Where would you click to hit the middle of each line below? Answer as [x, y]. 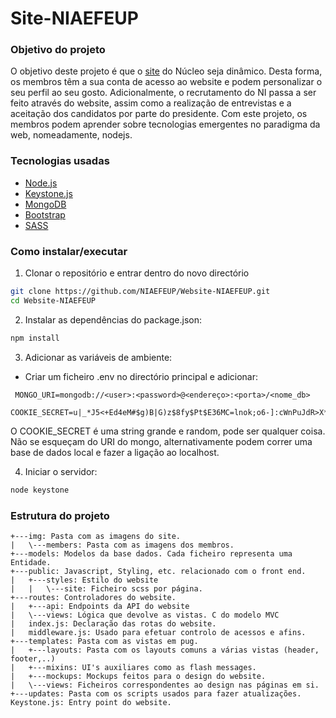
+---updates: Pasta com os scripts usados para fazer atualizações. [156, 693]
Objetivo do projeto [58, 50]
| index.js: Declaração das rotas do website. [113, 623]
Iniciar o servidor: [61, 471]
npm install [35, 338]
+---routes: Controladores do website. [93, 597]
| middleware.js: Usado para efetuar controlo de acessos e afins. [158, 632]
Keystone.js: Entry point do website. [91, 702]
